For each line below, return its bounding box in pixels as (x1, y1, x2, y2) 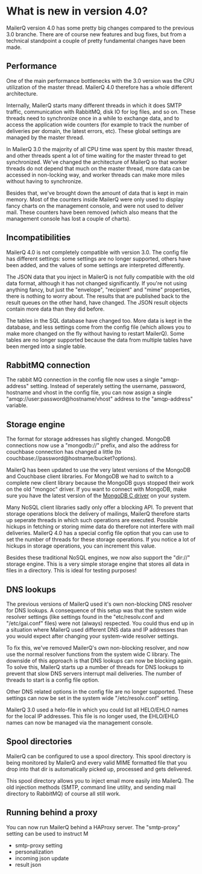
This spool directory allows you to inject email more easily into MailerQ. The (6, 777, 194, 784)
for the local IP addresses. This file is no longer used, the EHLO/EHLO (6, 713, 179, 720)
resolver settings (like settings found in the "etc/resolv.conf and (6, 613, 165, 620)
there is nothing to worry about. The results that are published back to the (6, 292, 190, 300)
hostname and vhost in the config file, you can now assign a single (6, 389, 172, 397)
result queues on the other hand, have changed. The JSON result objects (6, 299, 188, 306)
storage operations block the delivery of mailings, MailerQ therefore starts (6, 510, 190, 517)
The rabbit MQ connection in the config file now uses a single (6, 376, 159, 383)
